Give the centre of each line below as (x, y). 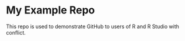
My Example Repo (50, 10)
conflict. (16, 32)
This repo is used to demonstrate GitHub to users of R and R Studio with (92, 26)
